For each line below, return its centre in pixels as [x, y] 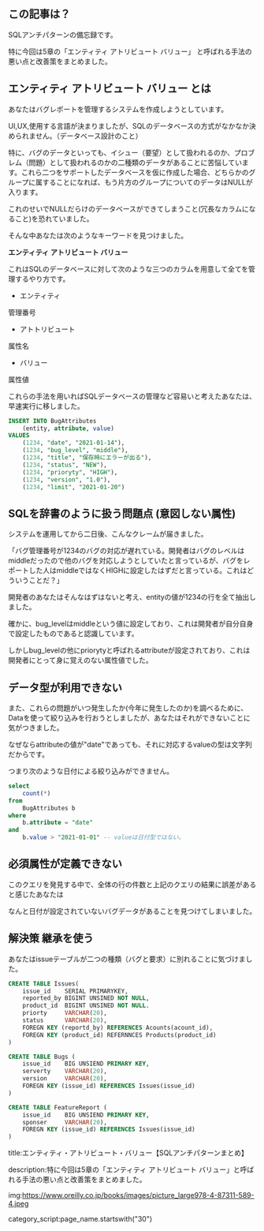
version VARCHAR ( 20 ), [65, 1079]
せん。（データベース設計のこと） [89, 136]
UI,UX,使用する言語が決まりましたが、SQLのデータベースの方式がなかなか [129, 125]
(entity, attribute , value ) [68, 428]
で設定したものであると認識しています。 [74, 634]
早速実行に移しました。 [46, 406]
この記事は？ [39, 14]
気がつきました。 [36, 728]
